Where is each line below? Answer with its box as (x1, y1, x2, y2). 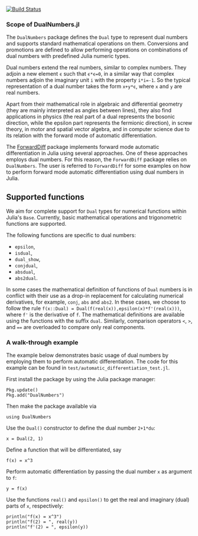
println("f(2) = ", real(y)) (6, 519, 78, 525)
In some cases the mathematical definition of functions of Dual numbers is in (6, 286, 193, 293)
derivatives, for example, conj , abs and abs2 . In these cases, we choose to (6, 298, 186, 306)
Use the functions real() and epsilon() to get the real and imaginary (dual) (6, 496, 190, 503)
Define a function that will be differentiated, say (6, 446, 122, 453)
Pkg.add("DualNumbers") (6, 392, 65, 398)
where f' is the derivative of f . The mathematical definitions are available (6, 311, 185, 319)
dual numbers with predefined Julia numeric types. (6, 53, 131, 60)
